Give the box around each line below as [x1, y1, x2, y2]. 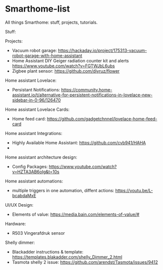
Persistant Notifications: [12, 87, 61, 92]
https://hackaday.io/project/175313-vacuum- [58, 47, 147, 53]
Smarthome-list [5, 3, 70, 15]
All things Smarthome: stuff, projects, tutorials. [5, 19, 98, 25]
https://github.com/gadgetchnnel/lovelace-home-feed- [47, 116, 158, 121]
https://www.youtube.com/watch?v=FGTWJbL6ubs [12, 63, 115, 69]
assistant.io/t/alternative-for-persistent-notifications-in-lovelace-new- [12, 92, 153, 98]
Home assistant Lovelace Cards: [5, 106, 70, 112]
